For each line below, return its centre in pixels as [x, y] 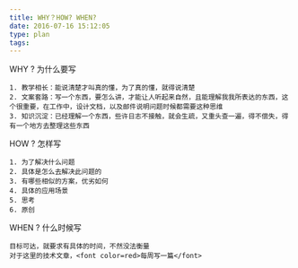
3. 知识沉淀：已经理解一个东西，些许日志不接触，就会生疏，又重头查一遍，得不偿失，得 [149, 117]
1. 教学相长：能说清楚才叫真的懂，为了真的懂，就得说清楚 [102, 88]
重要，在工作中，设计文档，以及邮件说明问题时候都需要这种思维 [123, 107]
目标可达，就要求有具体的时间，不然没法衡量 [79, 246]
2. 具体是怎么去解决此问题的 [56, 172]
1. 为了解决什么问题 [42, 162]
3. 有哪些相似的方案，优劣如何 [59, 182]
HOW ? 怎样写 [35, 143]
